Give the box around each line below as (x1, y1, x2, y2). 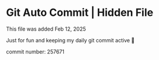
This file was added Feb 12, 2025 (6, 25, 86, 32)
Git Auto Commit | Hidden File (6, 6, 154, 19)
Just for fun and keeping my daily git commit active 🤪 (6, 36, 135, 44)
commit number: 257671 (6, 48, 65, 55)
